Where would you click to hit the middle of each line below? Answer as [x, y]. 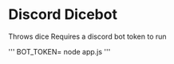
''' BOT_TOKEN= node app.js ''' [59, 51]
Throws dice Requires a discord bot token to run [87, 36]
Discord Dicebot [63, 15]
